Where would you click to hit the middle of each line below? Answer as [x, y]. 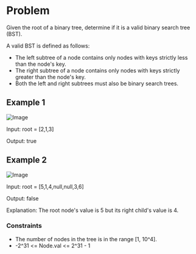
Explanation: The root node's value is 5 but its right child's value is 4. [93, 210]
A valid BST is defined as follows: [48, 46]
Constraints [24, 226]
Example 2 [26, 160]
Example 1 [26, 103]
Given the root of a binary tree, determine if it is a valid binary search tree [98, 27]
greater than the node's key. [51, 77]
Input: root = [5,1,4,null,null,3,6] [45, 186]
